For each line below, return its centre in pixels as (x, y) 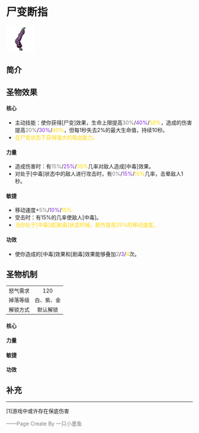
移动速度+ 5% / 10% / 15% (43, 210)
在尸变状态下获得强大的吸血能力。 (56, 137)
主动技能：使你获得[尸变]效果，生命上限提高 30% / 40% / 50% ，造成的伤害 (103, 123)
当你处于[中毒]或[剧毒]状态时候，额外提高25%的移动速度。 (86, 225)
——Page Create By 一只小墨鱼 (44, 424)
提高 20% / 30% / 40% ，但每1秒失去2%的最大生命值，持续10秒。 (91, 130)
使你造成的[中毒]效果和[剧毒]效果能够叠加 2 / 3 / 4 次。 (77, 254)
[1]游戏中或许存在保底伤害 (38, 411)
